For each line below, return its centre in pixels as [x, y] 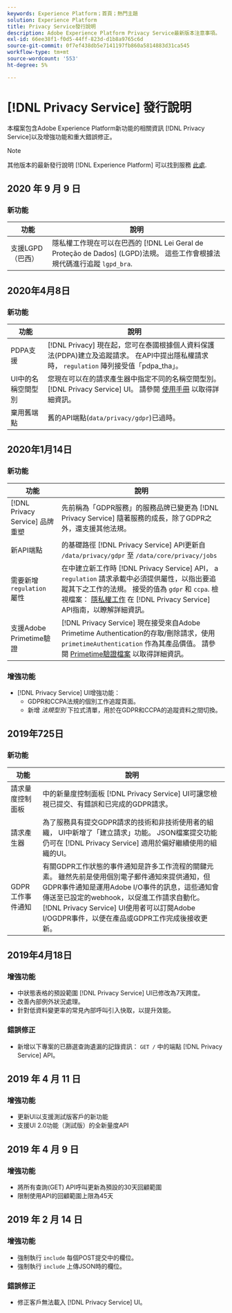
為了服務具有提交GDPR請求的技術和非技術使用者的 [125, 822]
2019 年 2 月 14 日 [45, 1220]
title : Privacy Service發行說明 [52, 26]
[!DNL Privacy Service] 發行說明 [99, 107]
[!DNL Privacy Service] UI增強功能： [69, 692]
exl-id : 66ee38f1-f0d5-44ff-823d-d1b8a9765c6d [75, 39]
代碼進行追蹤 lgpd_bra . [95, 264]
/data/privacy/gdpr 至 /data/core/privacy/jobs [139, 555]
